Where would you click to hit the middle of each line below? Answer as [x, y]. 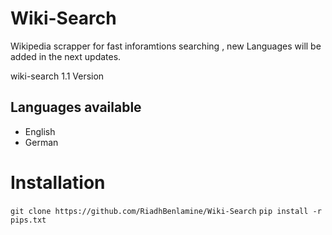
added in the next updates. [66, 56]
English [40, 131]
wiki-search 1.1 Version [57, 76]
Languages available [76, 107]
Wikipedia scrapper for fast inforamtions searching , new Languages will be [166, 46]
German [41, 142]
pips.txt [28, 220]
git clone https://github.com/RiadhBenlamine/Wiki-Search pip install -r [166, 211]
